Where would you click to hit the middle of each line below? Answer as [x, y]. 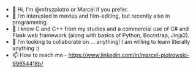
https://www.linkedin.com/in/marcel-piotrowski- [129, 55]
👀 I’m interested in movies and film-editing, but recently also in [91, 16]
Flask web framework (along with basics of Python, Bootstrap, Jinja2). [101, 35]
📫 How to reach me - [40, 55]
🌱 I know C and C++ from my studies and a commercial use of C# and [100, 29]
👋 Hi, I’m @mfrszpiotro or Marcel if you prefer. [70, 9]
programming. [30, 22]
